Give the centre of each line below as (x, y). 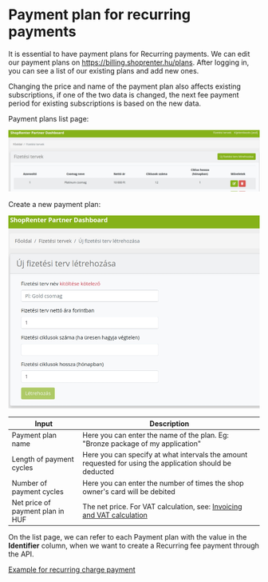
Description (169, 423)
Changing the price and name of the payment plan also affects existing (125, 86)
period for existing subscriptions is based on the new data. (105, 103)
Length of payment (43, 459)
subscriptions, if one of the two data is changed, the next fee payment (124, 94)
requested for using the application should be (157, 463)
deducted (98, 472)
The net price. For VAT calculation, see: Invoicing (162, 507)
